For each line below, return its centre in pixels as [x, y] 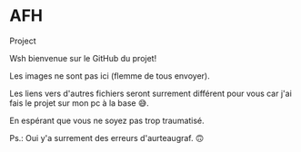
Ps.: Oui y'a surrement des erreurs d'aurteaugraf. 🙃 [107, 138]
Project [23, 41]
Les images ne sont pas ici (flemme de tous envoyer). [110, 76]
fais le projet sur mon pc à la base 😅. [80, 103]
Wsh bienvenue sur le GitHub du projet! [83, 58]
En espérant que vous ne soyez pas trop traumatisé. [107, 120]
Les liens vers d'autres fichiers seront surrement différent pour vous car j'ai [151, 93]
